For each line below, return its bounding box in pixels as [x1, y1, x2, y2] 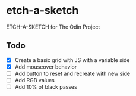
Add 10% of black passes [14, 83, 77, 90]
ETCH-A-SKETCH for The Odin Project [6, 23, 100, 30]
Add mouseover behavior [14, 63, 77, 70]
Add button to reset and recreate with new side [14, 70, 131, 77]
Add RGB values [14, 76, 55, 83]
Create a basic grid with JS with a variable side [14, 56, 130, 63]
